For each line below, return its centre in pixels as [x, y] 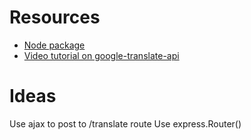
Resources [55, 17]
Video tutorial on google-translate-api [101, 55]
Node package [54, 45]
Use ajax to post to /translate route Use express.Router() [125, 123]
